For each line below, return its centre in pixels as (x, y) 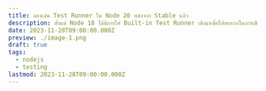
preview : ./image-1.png (47, 38)
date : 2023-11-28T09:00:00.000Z (61, 30)
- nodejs (30, 60)
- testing (31, 67)
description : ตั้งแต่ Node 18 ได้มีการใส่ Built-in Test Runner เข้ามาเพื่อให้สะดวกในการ (131, 23)
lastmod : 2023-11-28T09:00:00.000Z (67, 74)
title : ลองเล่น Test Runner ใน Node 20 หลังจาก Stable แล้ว (98, 15)
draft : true (28, 45)
